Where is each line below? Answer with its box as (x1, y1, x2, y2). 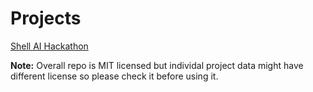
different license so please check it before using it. (10, 70, 219, 82)
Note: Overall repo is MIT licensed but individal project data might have (10, 59, 304, 71)
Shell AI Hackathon (10, 40, 89, 52)
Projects (10, 7, 82, 30)
